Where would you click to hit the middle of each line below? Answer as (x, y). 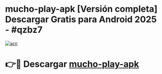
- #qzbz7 (24, 30)
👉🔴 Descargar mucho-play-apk (72, 64)
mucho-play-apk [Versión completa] (81, 9)
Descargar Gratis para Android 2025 (81, 19)
